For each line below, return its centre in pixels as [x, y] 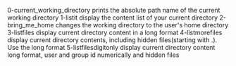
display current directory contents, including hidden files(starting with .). [112, 40]
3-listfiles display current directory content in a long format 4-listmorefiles [115, 32]
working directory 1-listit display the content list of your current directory [113, 18]
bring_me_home [31, 25]
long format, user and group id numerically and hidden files [93, 55]
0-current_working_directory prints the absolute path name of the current [114, 10]
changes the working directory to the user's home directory [142, 25]
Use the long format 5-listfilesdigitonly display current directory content [111, 47]
